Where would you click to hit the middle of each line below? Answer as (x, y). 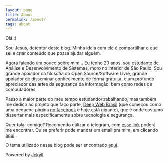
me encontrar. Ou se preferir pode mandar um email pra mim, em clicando (82, 130)
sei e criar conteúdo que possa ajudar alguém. (53, 53)
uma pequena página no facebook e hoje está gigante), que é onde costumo (84, 110)
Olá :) (11, 38)
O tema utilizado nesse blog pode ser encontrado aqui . (62, 145)
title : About (19, 15)
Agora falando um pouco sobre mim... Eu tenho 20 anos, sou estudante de (82, 63)
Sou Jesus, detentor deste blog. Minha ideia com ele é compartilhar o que (81, 48)
